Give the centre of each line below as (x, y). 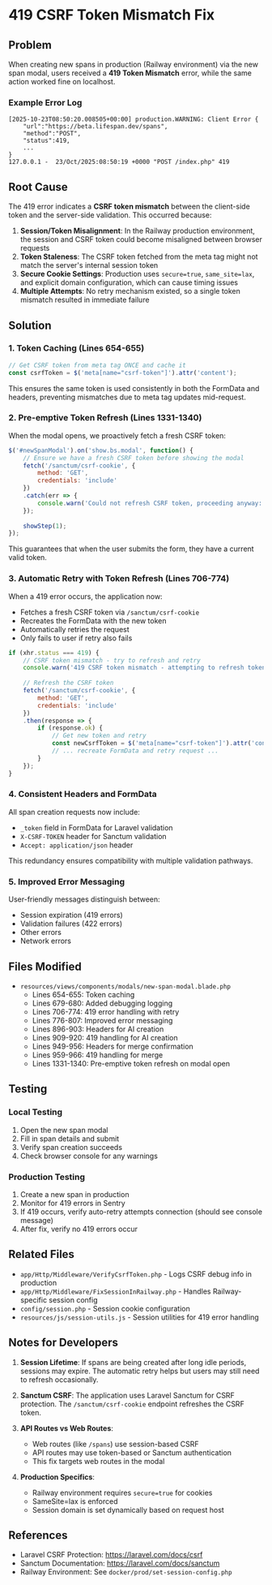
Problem (30, 45)
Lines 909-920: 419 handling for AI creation (105, 1037)
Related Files (42, 1254)
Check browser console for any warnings (89, 1156)
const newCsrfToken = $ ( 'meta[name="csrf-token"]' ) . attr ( (151, 743)
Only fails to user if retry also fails (76, 638)
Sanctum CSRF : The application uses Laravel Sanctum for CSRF (127, 1395)
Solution (30, 325)
